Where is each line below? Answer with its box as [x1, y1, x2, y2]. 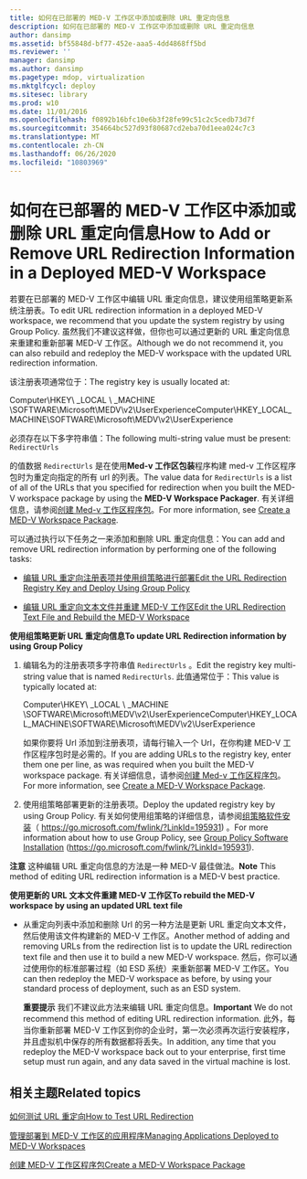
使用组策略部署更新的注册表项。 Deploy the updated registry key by [22, 799, 276, 810]
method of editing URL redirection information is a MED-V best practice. [9, 871, 281, 882]
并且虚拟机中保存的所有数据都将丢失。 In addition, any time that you [22, 1036, 277, 1047]
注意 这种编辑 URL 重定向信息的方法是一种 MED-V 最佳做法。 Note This [9, 861, 277, 872]
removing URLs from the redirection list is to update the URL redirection [22, 940, 292, 951]
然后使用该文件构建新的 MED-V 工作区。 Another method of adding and [22, 930, 291, 941]
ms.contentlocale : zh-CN [9, 141, 104, 150]
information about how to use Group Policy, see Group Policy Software [22, 833, 289, 844]
